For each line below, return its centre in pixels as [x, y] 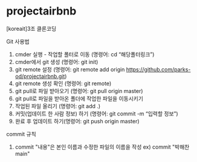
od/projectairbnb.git [40, 76]
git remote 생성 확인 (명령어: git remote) [63, 83]
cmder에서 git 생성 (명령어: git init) [57, 62]
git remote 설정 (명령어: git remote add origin [70, 69]
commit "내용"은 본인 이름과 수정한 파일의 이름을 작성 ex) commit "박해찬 [102, 147]
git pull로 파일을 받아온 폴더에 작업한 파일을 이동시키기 [79, 99]
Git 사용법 [18, 41]
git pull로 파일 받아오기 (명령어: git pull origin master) [79, 91]
